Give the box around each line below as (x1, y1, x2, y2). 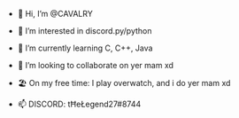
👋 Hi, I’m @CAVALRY (17, 9, 93, 19)
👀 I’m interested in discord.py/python (17, 26, 152, 35)
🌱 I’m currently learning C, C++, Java (17, 43, 153, 53)
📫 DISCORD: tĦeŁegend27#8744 (17, 98, 142, 109)
